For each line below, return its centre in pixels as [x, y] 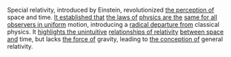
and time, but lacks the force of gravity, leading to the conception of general [115, 39]
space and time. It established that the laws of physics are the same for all [112, 17]
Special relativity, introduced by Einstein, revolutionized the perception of [111, 10]
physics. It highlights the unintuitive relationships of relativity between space [115, 32]
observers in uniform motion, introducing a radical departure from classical [113, 24]
